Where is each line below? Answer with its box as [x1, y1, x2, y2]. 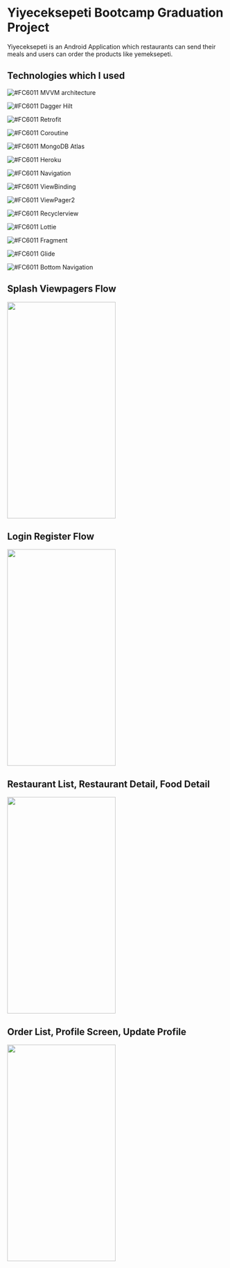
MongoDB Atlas [40, 142, 85, 150]
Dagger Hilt [40, 102, 73, 110]
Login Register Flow [7, 530, 95, 542]
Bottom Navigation [40, 263, 94, 271]
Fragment [40, 236, 68, 244]
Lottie [40, 222, 57, 231]
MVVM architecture [40, 88, 96, 96]
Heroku [40, 155, 62, 164]
